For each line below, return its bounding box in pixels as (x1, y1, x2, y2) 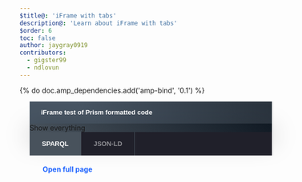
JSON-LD (93, 139, 123, 148)
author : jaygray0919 (19, 42, 89, 49)
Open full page (42, 164, 93, 174)
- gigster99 (26, 57, 67, 65)
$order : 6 (19, 26, 53, 34)
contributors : (19, 49, 67, 57)
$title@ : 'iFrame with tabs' (19, 11, 117, 20)
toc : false (19, 34, 56, 42)
